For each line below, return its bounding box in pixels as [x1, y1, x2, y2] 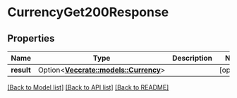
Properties [7, 32, 55, 44]
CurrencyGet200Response [7, 4, 169, 20]
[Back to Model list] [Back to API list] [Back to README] [7, 83, 169, 92]
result [11, 65, 32, 75]
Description [172, 54, 213, 63]
